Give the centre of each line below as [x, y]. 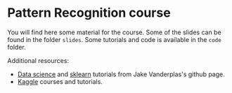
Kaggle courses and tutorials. [60, 81]
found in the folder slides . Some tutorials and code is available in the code [114, 39]
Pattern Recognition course [89, 13]
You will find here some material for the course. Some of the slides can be [114, 32]
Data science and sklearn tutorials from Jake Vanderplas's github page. [121, 74]
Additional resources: [38, 60]
